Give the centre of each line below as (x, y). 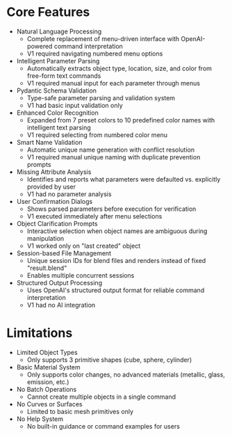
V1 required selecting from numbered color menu (97, 135)
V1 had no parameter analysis (69, 194)
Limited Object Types (47, 352)
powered (40, 46)
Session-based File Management (64, 253)
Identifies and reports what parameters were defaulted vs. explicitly (124, 179)
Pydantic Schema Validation (57, 90)
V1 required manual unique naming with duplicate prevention (114, 157)
